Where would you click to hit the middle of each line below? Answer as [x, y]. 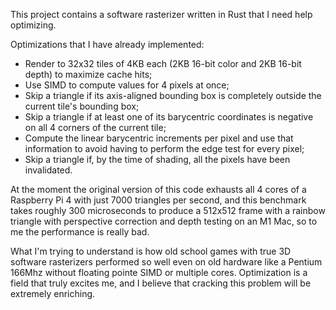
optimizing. [33, 25]
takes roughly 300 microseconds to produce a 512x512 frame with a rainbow [168, 210]
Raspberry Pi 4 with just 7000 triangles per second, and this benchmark [158, 200]
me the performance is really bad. [80, 232]
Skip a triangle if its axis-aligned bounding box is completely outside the [173, 95]
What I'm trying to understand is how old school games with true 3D [151, 251]
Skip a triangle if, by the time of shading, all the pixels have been [157, 159]
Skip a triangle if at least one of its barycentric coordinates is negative [169, 117]
